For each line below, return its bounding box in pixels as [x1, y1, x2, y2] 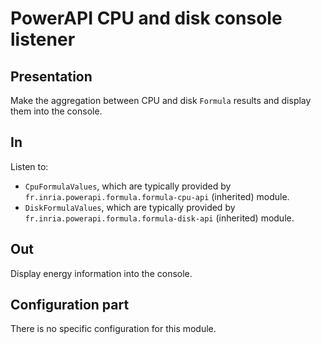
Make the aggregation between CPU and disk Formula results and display [10, 95, 312, 106]
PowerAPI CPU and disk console [10, 7, 283, 30]
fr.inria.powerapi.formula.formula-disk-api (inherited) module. [24, 212, 295, 224]
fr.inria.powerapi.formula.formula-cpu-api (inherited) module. [24, 190, 290, 202]
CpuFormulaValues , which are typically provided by [24, 180, 232, 192]
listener [10, 28, 76, 51]
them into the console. [10, 105, 103, 117]
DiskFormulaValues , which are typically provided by [24, 201, 236, 213]
